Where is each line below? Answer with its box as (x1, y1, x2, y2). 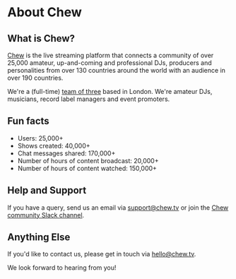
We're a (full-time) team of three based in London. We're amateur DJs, (7, 88, 213, 95)
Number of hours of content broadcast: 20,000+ (17, 156, 159, 165)
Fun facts (7, 115, 49, 127)
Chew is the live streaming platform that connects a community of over (7, 51, 214, 59)
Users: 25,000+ (17, 133, 64, 142)
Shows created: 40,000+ (17, 141, 90, 150)
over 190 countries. (7, 73, 64, 82)
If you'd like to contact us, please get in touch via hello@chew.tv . (7, 250, 196, 259)
